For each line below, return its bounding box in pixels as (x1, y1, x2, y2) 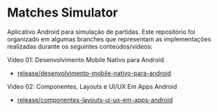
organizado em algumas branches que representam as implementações (7, 34, 212, 43)
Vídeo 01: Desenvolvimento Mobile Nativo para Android (7, 55, 164, 63)
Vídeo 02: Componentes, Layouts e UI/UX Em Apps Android (7, 82, 177, 90)
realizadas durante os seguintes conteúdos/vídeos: (7, 42, 153, 50)
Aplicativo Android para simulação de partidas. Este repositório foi (7, 28, 195, 36)
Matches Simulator (7, 5, 119, 21)
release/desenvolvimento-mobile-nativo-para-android (17, 69, 171, 77)
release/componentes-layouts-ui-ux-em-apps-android (17, 95, 173, 104)
